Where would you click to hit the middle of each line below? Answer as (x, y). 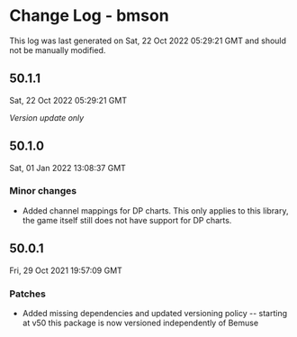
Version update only (47, 117)
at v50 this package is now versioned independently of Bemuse (140, 323)
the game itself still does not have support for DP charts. (127, 220)
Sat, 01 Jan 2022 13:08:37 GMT (67, 168)
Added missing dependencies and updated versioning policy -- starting (155, 313)
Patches (28, 294)
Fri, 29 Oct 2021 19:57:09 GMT (66, 270)
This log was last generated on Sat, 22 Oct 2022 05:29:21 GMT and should (148, 41)
